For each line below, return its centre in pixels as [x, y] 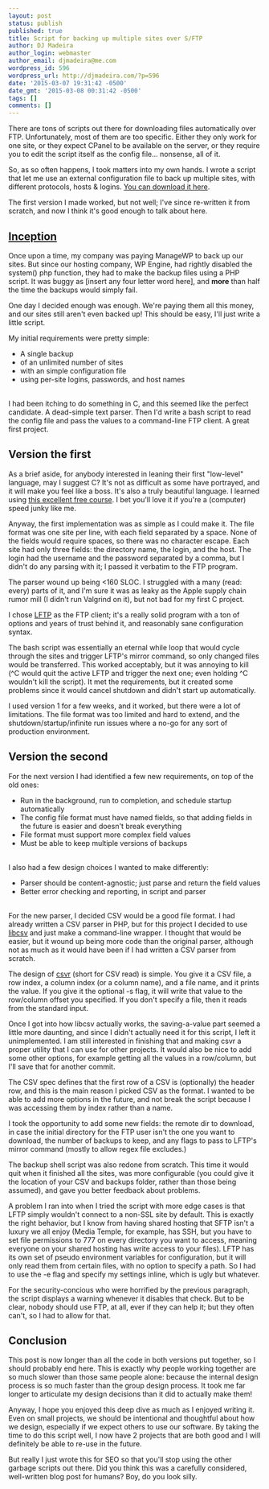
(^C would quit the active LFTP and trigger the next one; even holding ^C [128, 673]
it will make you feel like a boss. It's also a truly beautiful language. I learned [134, 491]
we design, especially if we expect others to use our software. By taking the [134, 1427]
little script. [27, 322]
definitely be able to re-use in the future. [75, 1444]
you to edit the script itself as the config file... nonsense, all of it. [114, 155]
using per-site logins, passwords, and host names [102, 379]
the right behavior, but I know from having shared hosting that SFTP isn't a [131, 1223]
